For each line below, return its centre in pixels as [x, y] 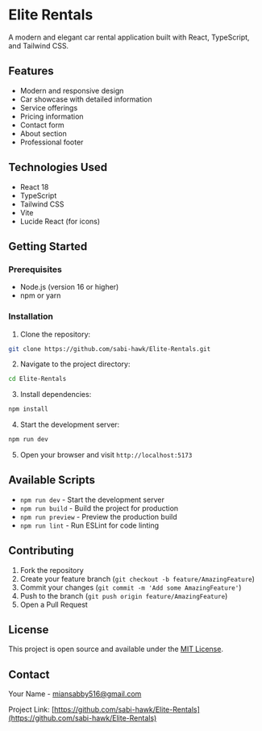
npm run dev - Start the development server [92, 499]
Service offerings [49, 107]
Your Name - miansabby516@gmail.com [75, 694]
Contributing [41, 551]
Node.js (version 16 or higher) [69, 287]
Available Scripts [52, 480]
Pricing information [52, 116]
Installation [31, 316]
